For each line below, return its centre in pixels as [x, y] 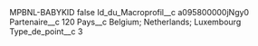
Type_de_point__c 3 [46, 32]
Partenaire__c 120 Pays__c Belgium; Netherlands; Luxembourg [125, 22]
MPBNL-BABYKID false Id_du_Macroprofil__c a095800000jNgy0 [129, 12]
